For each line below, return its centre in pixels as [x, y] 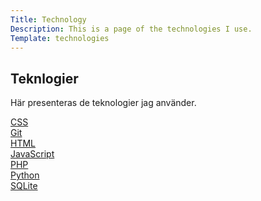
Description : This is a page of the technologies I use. [131, 29]
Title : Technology [48, 19]
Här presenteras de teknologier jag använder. [103, 103]
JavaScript [32, 154]
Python [25, 175]
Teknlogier [44, 78]
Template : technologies [60, 38]
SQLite [24, 186]
